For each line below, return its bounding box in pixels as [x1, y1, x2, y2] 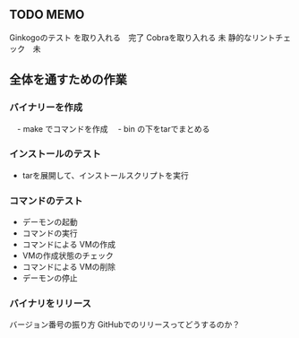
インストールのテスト [9, 148, 101, 160]
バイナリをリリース [9, 298, 92, 310]
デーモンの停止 [21, 273, 78, 283]
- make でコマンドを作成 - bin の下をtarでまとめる [16, 123, 210, 134]
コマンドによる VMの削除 [21, 262, 116, 273]
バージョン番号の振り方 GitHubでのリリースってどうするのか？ [9, 319, 240, 330]
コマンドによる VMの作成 [21, 239, 116, 250]
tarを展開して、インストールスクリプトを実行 [21, 169, 190, 180]
